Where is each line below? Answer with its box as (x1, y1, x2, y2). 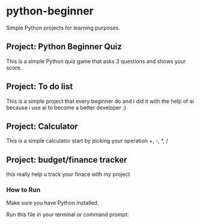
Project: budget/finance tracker (6, 155, 127, 165)
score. (6, 64, 22, 71)
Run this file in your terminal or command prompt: (6, 211, 129, 218)
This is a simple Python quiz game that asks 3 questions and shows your (6, 57, 186, 64)
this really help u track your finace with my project (6, 170, 130, 178)
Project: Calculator (6, 121, 78, 131)
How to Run (6, 185, 41, 194)
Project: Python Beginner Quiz (6, 42, 122, 52)
